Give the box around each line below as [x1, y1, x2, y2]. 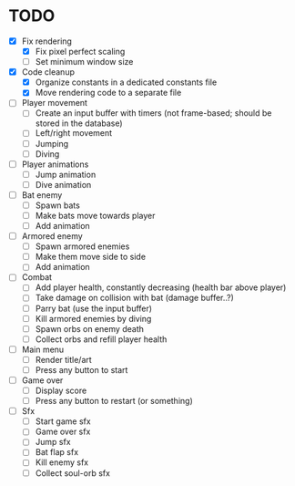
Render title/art [35, 354, 92, 365]
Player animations [21, 159, 89, 170]
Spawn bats [35, 200, 81, 211]
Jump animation [35, 169, 97, 180]
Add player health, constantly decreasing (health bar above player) [35, 282, 287, 293]
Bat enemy [21, 189, 63, 201]
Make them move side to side [35, 252, 147, 263]
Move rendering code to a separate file [35, 88, 182, 98]
